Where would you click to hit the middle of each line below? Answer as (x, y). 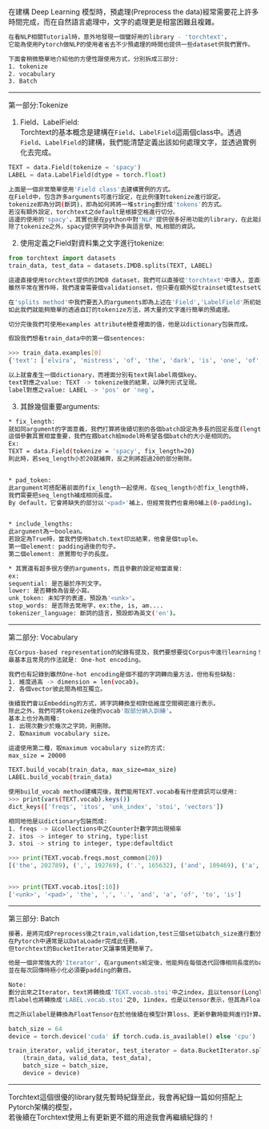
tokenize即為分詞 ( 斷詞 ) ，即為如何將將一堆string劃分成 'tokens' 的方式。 (117, 204)
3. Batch (23, 81)
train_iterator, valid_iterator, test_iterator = (93, 1051)
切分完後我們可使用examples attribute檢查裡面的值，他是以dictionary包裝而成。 (130, 324)
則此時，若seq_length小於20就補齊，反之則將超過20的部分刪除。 (102, 459)
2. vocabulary (32, 74)
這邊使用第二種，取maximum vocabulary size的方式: (87, 748)
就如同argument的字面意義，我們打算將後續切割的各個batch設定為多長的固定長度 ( (126, 429)
